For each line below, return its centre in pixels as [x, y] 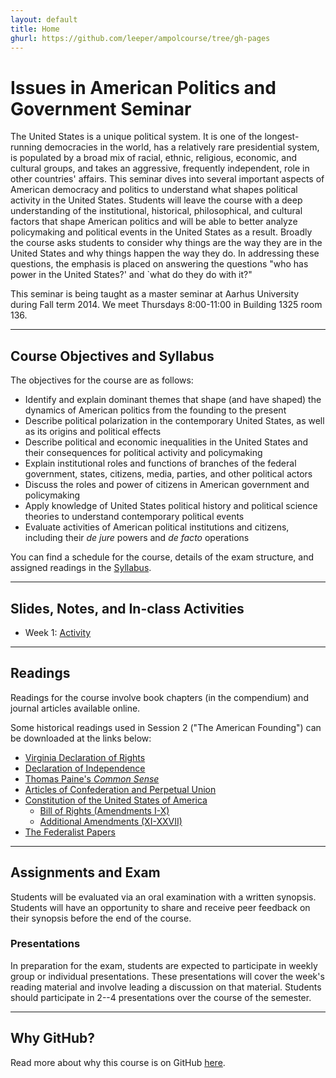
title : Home [35, 29]
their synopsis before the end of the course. [101, 918]
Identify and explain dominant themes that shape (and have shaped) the [173, 400]
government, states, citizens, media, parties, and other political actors [168, 474]
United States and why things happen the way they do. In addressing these [165, 253]
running [26, 147]
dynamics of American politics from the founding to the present [155, 410]
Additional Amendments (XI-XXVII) [111, 821]
